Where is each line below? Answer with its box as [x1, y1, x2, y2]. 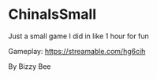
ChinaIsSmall [8, 5, 97, 23]
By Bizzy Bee [8, 61, 51, 71]
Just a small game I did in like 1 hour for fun [8, 31, 149, 41]
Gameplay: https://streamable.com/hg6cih [8, 46, 146, 56]
